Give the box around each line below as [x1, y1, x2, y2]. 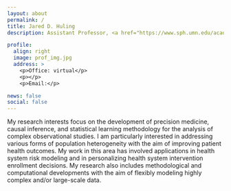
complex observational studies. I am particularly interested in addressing [7, 132, 213, 141]
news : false [7, 92, 41, 100]
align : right [13, 48, 51, 55]
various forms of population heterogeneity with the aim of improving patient [7, 139, 222, 148]
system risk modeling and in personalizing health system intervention [7, 154, 203, 162]
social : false [7, 99, 48, 106]
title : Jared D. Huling [7, 23, 76, 30]
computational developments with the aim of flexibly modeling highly [7, 169, 202, 177]
